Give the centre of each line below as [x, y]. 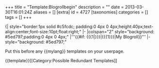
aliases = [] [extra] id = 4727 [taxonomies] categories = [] [91, 12]
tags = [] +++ [18, 17]
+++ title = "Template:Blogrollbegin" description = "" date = [64, 7]
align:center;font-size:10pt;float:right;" [43, 32]
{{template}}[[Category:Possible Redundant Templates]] [61, 61]
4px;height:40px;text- [132, 27]
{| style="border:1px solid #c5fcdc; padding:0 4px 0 [57, 27]
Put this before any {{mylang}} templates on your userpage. [65, 51]
